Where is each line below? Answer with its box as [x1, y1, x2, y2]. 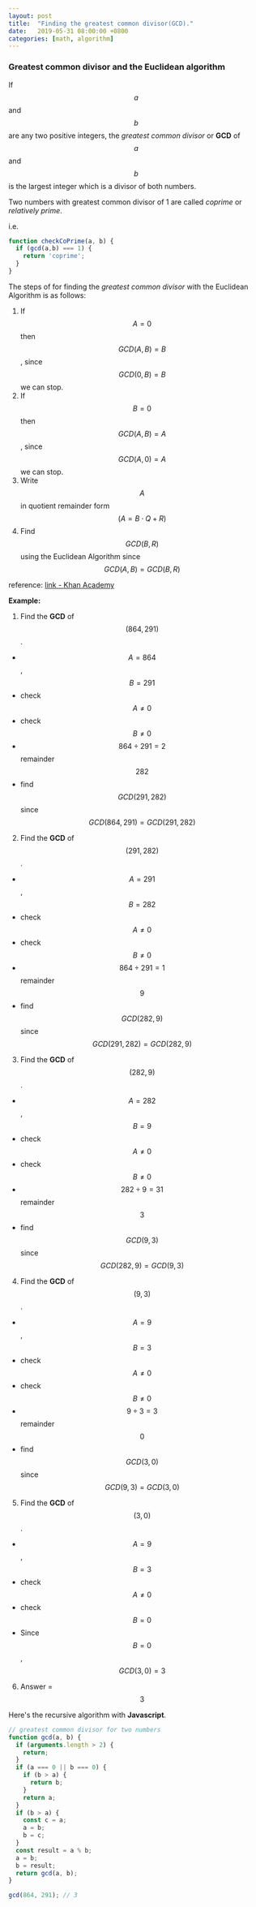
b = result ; [15, 1862, 57, 1870]
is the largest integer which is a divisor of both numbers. [8, 181, 197, 191]
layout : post [8, 11, 53, 20]
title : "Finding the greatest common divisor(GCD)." [8, 19, 194, 28]
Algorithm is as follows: [8, 290, 87, 300]
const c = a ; [23, 1816, 67, 1824]
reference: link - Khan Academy [8, 579, 115, 589]
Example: [8, 596, 41, 605]
